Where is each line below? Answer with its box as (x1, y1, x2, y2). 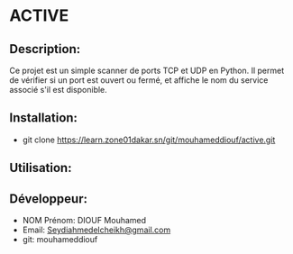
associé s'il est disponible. (9, 85, 108, 95)
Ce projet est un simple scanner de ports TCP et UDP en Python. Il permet (9, 65, 285, 76)
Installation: (9, 110, 78, 126)
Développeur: (9, 191, 88, 206)
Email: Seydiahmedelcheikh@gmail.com (22, 224, 171, 235)
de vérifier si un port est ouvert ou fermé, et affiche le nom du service (9, 75, 269, 86)
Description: (9, 41, 81, 57)
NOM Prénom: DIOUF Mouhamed (22, 215, 147, 226)
